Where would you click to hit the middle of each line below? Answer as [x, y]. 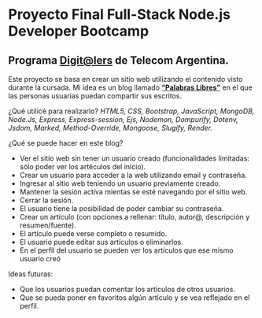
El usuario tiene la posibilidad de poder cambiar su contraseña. [122, 209]
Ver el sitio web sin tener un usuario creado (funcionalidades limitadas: [135, 158]
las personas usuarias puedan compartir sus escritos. [95, 96]
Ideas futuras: [31, 274]
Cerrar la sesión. [46, 200]
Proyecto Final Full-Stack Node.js [119, 15]
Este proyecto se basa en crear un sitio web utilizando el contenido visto [125, 79]
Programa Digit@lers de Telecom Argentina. [119, 60]
